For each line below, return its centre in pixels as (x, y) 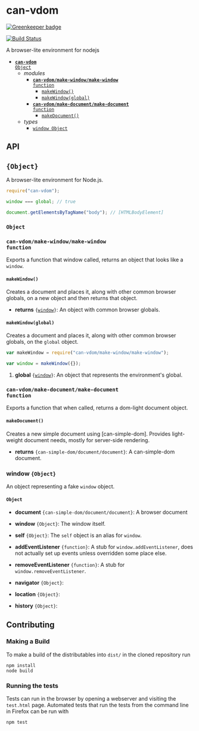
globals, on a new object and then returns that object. (72, 298)
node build (20, 671)
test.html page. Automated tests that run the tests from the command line (97, 705)
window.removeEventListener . (50, 571)
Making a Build (28, 641)
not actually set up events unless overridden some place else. (91, 553)
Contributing (30, 624)
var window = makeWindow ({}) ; (44, 364)
